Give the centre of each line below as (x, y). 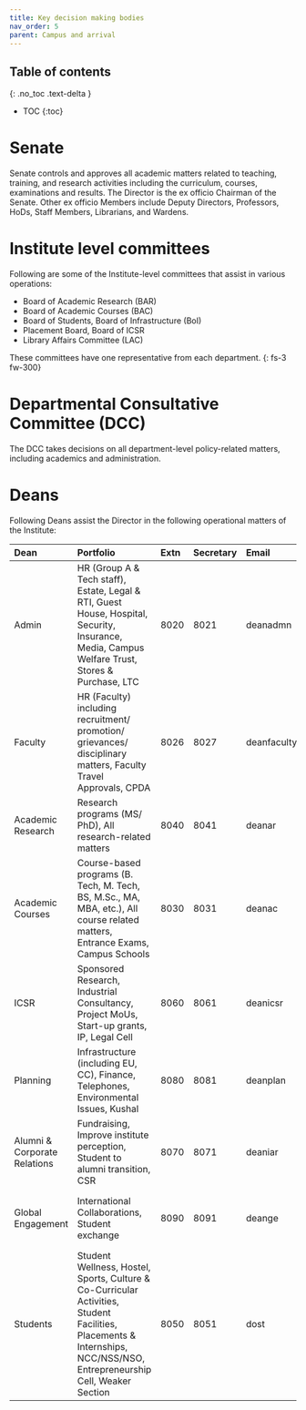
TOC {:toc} (43, 111)
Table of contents (60, 72)
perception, (102, 1146)
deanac (262, 908)
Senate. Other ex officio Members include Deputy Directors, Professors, (144, 202)
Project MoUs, (107, 1014)
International (104, 1201)
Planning (33, 1080)
